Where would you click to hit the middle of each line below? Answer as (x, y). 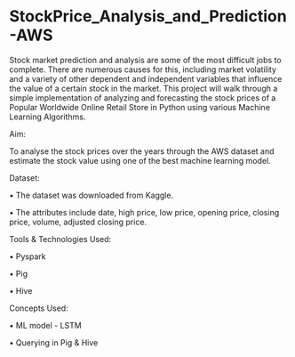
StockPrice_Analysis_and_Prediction (148, 16)
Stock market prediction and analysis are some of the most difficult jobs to (145, 60)
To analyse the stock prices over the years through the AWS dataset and (142, 151)
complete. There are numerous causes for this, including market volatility (143, 69)
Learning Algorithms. (48, 117)
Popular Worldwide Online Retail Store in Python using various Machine (140, 107)
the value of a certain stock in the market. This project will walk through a (144, 88)
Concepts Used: (39, 308)
